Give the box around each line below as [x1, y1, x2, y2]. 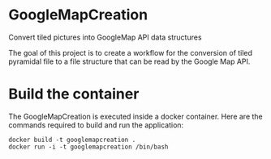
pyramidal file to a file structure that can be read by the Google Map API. [8, 56, 251, 66]
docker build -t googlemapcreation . [8, 136, 136, 144]
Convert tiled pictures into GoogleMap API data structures [8, 32, 202, 42]
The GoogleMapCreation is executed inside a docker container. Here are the [8, 111, 264, 121]
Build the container [8, 85, 140, 103]
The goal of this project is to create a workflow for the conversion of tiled [8, 48, 253, 57]
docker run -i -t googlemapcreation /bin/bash [8, 143, 169, 151]
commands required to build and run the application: [8, 119, 184, 130]
